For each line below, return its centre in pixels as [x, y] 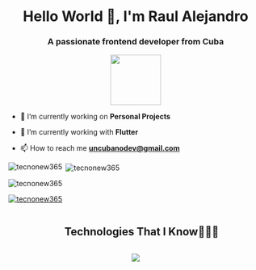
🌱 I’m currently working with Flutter [79, 132]
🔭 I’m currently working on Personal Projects [95, 117]
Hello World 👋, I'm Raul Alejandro [136, 17]
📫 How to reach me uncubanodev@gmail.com [100, 148]
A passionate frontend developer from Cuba [136, 42]
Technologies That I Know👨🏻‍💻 [142, 232]
